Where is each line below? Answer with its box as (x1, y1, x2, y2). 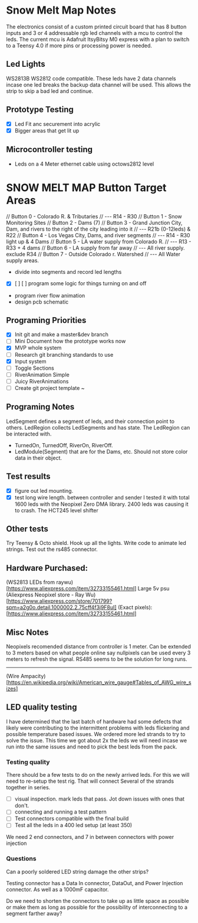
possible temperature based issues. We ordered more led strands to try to (6, 730, 186, 737)
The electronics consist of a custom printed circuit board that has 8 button (6, 23, 187, 30)
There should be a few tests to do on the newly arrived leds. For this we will (6, 772, 190, 779)
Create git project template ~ (14, 384, 85, 391)
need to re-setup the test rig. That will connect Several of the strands (6, 777, 174, 785)
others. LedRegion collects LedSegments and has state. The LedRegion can (6, 424, 190, 431)
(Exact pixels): (117, 604, 153, 611)
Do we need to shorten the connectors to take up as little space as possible (6, 897, 190, 904)
